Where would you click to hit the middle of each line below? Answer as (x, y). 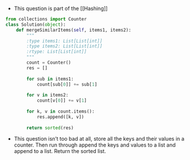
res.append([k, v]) (60, 117)
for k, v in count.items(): (61, 111)
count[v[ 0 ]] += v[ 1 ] (62, 101)
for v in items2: (47, 95)
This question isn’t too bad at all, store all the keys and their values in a (99, 139)
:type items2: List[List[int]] (65, 46)
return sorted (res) (50, 128)
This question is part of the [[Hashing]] (61, 8)
